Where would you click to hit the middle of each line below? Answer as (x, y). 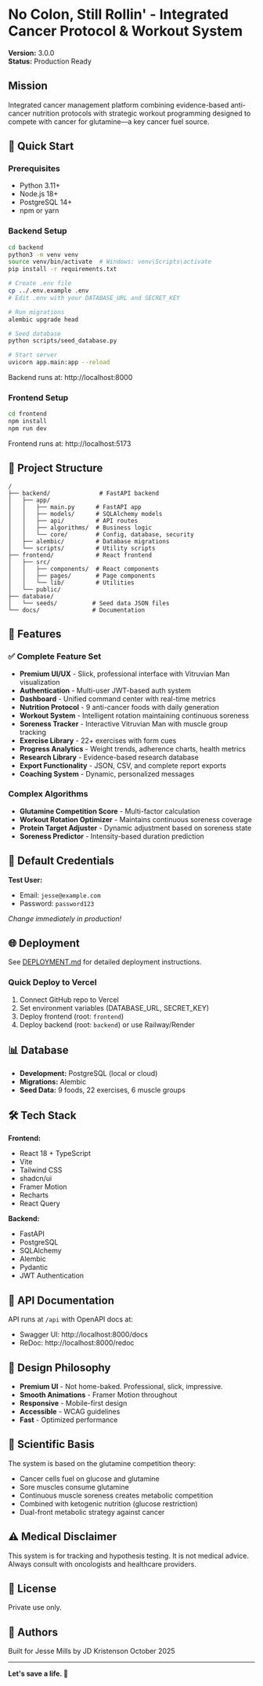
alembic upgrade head (43, 320)
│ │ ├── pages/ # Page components (82, 576)
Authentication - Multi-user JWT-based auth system (105, 690)
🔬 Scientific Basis (52, 1445)
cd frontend (27, 414)
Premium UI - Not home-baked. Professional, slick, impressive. (121, 1386)
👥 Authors (33, 1632)
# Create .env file (40, 283)
